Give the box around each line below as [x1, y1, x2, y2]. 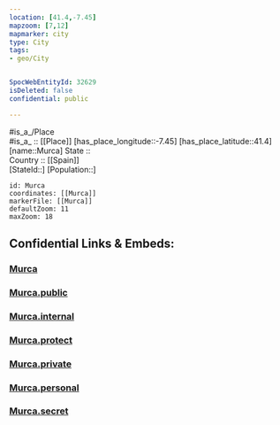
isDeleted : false [9, 86, 73, 95]
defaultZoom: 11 [9, 205, 69, 213]
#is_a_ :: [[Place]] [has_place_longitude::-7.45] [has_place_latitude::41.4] [9, 135, 272, 146]
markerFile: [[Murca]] [9, 197, 93, 205]
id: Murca [9, 181, 46, 190]
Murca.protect [9, 334, 73, 346]
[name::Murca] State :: [9, 145, 91, 156]
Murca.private [9, 358, 72, 370]
